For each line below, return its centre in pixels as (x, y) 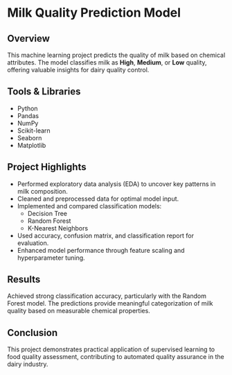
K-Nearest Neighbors (58, 228)
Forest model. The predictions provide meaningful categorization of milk (110, 303)
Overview (29, 39)
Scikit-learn (34, 131)
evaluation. (33, 243)
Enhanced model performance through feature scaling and (101, 250)
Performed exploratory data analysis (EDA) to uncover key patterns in (116, 184)
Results (24, 280)
